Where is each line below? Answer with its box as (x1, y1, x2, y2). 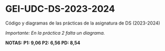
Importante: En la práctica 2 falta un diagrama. (5, 30, 105, 36)
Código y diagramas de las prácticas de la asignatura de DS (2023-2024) (5, 20, 160, 26)
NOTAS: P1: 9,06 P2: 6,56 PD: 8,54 (5, 39, 80, 46)
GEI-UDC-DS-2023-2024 (5, 3, 115, 15)
